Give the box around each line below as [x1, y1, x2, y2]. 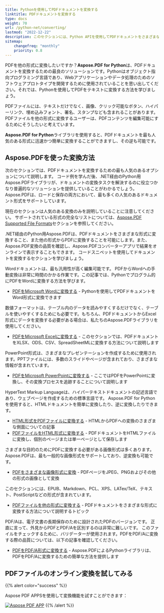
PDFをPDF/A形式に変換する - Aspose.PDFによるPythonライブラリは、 [12, 547, 154, 553]
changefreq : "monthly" [14, 44, 60, 48]
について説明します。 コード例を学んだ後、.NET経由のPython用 [13, 174, 141, 179]
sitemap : [5, 39, 23, 44]
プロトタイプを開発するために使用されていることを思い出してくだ [26, 80, 159, 86]
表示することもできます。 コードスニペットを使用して [26, 249, 134, 255]
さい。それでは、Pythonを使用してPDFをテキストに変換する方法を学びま [5, 87, 151, 92]
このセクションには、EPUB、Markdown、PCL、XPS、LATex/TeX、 [5, 486, 140, 492]
